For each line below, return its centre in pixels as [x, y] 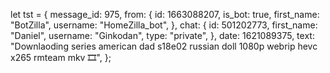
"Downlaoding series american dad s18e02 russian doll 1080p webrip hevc [164, 46]
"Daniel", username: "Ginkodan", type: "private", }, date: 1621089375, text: [162, 35]
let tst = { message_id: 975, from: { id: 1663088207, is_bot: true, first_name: [165, 14]
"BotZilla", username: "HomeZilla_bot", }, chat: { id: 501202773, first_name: [164, 25]
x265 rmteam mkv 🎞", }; [61, 57]
